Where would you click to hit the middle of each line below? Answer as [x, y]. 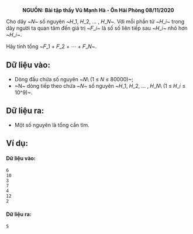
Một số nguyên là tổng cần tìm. [52, 125]
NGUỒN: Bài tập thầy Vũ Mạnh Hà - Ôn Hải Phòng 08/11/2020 [98, 10]
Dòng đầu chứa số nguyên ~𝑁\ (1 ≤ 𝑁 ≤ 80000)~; [74, 79]
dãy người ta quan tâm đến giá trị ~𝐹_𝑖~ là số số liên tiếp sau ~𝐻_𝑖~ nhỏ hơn [97, 28]
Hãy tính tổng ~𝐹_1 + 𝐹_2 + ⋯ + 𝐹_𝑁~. [51, 46]
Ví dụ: [17, 144]
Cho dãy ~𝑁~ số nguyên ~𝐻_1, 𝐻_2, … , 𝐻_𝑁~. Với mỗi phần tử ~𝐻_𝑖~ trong [95, 21]
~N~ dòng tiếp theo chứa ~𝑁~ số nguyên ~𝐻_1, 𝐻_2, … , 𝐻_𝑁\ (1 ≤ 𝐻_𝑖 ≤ [100, 85]
